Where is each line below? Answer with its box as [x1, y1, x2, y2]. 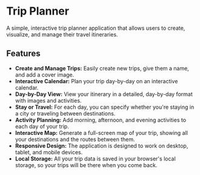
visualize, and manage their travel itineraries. [6, 30, 118, 38]
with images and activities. [15, 97, 82, 104]
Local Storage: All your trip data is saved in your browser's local [15, 155, 176, 162]
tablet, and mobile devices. [15, 148, 83, 156]
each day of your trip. [15, 123, 70, 130]
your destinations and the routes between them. [15, 136, 135, 143]
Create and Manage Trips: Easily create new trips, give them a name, [15, 64, 189, 72]
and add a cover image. [15, 71, 75, 78]
